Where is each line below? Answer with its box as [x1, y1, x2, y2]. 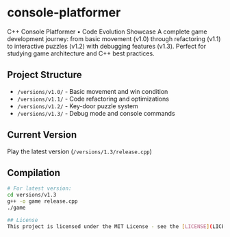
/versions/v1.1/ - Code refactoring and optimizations [16, 95, 170, 103]
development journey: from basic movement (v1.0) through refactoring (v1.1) [7, 34, 221, 42]
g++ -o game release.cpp [7, 198, 78, 205]
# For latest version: [7, 185, 72, 192]
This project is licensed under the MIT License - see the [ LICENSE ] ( [7, 223, 213, 230]
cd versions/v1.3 [7, 192, 57, 199]
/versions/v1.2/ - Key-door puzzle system [16, 101, 138, 110]
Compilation [7, 166, 60, 179]
